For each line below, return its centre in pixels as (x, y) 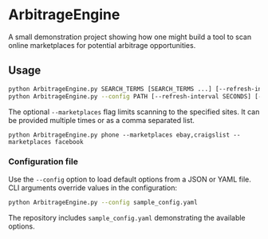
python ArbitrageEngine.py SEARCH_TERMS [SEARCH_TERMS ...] (110, 89)
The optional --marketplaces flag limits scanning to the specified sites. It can (134, 112)
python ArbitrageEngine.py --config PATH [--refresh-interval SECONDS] (130, 96)
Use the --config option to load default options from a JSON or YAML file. (130, 179)
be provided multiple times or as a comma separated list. (102, 120)
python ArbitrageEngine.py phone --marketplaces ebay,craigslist (119, 135)
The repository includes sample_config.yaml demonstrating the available (127, 217)
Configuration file (43, 161)
